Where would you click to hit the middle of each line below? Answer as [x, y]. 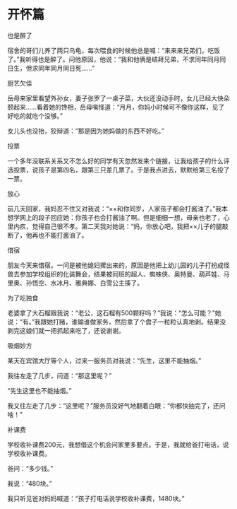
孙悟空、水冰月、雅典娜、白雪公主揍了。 [84, 283]
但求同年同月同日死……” [60, 68]
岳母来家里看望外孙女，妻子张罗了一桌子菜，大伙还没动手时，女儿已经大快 [115, 98]
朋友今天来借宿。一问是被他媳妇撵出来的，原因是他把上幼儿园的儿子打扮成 [115, 265]
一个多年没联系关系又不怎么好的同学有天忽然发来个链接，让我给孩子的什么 [115, 160]
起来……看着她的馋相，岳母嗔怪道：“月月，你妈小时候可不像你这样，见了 [119, 107]
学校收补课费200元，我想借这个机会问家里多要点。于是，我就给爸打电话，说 [118, 444]
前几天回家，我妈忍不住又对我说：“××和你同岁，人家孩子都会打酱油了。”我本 [117, 209]
